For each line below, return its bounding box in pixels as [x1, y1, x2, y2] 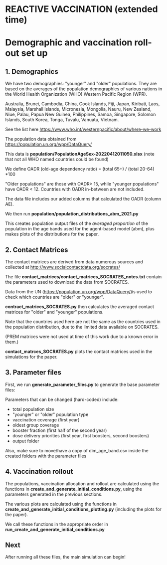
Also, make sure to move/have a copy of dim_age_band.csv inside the [5, 447, 149, 453]
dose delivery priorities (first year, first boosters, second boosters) [12, 432, 150, 438]
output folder [12, 438, 39, 444]
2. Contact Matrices [5, 245, 68, 254]
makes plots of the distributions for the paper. [5, 231, 99, 237]
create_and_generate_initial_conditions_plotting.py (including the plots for [5, 506, 162, 512]
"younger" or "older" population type [12, 411, 89, 417]
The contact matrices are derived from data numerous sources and [5, 259, 143, 265]
